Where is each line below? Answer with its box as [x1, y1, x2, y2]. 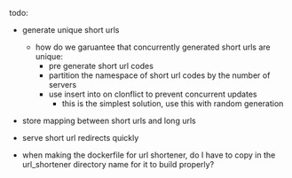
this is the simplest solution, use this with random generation [61, 98, 284, 109]
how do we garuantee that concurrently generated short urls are [35, 42, 271, 52]
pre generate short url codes [48, 61, 154, 71]
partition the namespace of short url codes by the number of [48, 70, 271, 81]
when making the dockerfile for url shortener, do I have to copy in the [21, 150, 276, 160]
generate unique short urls [21, 25, 120, 35]
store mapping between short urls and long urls [21, 115, 197, 126]
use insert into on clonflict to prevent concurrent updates [48, 89, 257, 99]
